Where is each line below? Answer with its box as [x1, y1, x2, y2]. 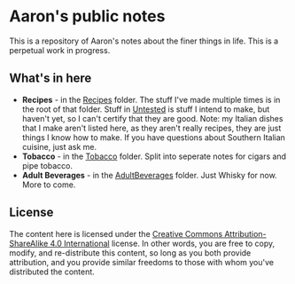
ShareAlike [9, 238, 49, 248]
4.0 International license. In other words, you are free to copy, [50, 238, 276, 248]
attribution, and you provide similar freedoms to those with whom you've [9, 256, 275, 267]
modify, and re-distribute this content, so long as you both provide [9, 247, 252, 258]
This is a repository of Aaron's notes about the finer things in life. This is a [9, 35, 279, 46]
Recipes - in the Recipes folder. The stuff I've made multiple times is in [21, 94, 281, 105]
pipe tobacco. [21, 160, 74, 170]
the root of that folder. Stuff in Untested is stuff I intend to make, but [21, 104, 270, 114]
